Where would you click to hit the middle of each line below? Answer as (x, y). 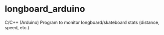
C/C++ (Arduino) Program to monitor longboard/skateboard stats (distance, (82, 22)
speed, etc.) (17, 27)
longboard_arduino (45, 9)
